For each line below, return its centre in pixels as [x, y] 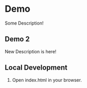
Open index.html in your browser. [47, 80]
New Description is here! [31, 51]
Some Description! [24, 23]
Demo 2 [17, 39]
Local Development [36, 68]
